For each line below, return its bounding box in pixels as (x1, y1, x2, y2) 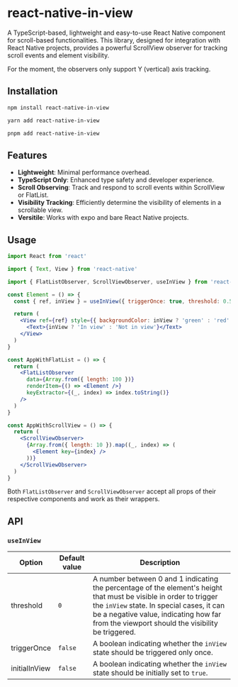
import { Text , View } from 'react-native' (7, 265, 138, 272)
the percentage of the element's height (92, 583, 223, 593)
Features (7, 149, 47, 161)
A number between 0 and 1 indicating (92, 574, 218, 584)
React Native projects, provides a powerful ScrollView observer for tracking (7, 43, 228, 52)
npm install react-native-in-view (7, 104, 110, 111)
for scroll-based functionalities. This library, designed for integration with (7, 35, 221, 44)
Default (59, 553, 85, 563)
